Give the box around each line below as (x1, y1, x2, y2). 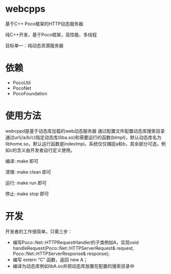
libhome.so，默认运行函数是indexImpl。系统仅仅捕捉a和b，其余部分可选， (5, 140, 162, 146)
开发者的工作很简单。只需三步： (5, 228, 72, 235)
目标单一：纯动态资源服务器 (5, 42, 64, 49)
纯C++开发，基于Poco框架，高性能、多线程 (5, 31, 97, 37)
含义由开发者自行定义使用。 (16, 147, 75, 153)
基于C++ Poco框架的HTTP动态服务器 (5, 20, 83, 27)
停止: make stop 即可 (5, 191, 50, 197)
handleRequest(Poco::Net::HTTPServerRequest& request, (12, 245, 134, 251)
